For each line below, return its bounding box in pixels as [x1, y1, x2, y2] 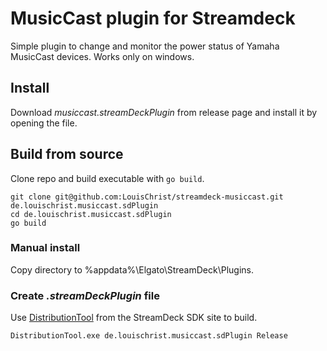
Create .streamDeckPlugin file [10, 288, 160, 302]
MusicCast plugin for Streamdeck [10, 7, 296, 30]
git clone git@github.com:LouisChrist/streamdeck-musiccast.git [10, 192, 284, 202]
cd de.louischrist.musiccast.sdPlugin [10, 209, 172, 219]
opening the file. [10, 117, 78, 129]
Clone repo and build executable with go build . [10, 172, 205, 184]
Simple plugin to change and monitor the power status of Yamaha [10, 40, 280, 52]
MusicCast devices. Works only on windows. [10, 50, 195, 62]
